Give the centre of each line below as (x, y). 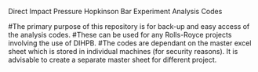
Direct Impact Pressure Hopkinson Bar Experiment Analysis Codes (115, 11)
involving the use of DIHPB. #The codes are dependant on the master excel (130, 43)
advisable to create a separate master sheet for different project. (113, 59)
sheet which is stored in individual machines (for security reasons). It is (123, 51)
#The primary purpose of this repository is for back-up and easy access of (129, 26)
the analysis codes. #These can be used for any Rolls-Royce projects (120, 35)
